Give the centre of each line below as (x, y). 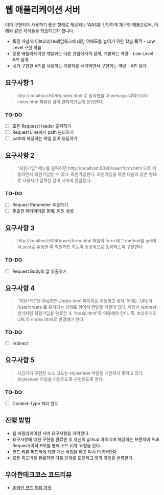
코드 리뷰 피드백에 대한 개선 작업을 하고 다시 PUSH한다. (65, 451)
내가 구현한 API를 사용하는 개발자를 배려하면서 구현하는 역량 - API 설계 (79, 66)
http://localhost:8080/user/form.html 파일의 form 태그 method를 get (85, 241)
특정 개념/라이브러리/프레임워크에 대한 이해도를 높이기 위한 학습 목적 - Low (83, 41)
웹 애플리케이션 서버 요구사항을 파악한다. (51, 433)
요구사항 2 (20, 155)
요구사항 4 (20, 288)
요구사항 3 (20, 228)
